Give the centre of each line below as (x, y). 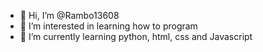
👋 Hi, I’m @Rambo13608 (69, 15)
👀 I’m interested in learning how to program (108, 26)
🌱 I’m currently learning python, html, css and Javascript (136, 36)
